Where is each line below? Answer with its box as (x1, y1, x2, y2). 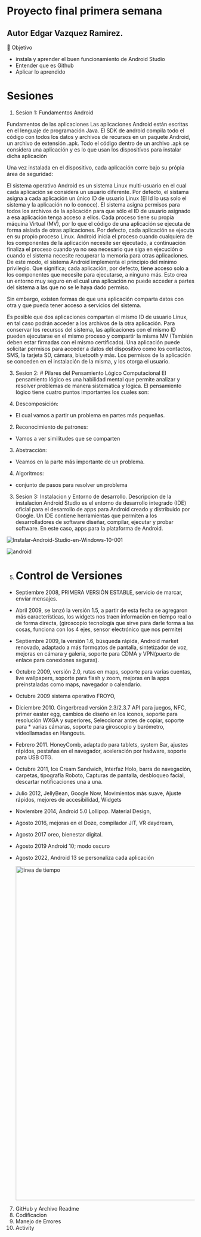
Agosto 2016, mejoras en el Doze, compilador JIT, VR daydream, (15, 819, 174, 826)
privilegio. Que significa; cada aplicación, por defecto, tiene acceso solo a (7, 265, 189, 272)
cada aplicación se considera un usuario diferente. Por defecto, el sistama (7, 188, 189, 195)
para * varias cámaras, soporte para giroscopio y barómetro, (15, 723, 165, 730)
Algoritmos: (15, 469, 44, 477)
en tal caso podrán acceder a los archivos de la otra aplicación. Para (7, 319, 175, 327)
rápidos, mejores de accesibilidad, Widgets (15, 796, 122, 803)
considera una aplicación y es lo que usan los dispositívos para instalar (7, 145, 181, 153)
